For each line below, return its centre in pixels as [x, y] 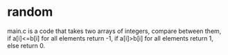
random [30, 12]
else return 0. [26, 45]
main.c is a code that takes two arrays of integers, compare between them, [114, 31]
